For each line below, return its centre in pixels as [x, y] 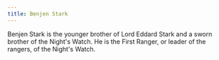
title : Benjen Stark [38, 14]
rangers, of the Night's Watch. [52, 49]
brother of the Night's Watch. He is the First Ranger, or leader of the [107, 41]
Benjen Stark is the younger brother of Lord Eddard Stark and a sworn [110, 34]
